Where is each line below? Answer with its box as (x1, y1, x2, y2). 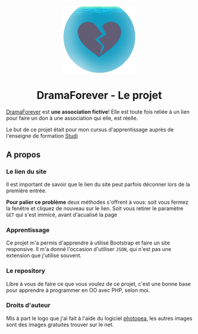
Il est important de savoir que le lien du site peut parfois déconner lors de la (6, 181, 190, 188)
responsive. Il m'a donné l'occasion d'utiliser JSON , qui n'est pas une (6, 246, 171, 253)
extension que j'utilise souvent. (6, 252, 82, 259)
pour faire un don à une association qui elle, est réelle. (6, 115, 138, 122)
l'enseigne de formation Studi (6, 133, 78, 140)
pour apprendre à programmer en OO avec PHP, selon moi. (6, 287, 150, 294)
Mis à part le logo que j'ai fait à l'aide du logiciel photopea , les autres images (6, 314, 193, 322)
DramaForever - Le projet (36, 89, 163, 102)
